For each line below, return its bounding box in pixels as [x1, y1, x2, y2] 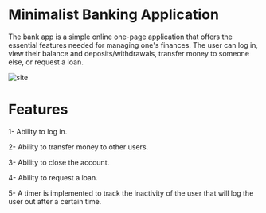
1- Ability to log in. [8, 126, 68, 136]
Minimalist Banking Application [8, 6, 219, 24]
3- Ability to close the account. [8, 157, 110, 167]
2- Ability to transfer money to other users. [8, 141, 149, 152]
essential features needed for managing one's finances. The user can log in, [8, 40, 259, 49]
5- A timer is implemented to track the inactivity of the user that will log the [8, 188, 254, 198]
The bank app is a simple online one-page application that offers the [8, 32, 233, 41]
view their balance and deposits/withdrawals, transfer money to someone [8, 48, 249, 58]
